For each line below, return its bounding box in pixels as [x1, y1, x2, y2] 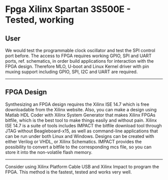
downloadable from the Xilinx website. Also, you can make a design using [5, 106, 157, 112]
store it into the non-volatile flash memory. [5, 149, 92, 155]
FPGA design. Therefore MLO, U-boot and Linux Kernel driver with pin [5, 64, 149, 69]
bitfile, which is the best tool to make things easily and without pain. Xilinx [5, 117, 157, 123]
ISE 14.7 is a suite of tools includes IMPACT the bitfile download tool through [5, 122, 162, 128]
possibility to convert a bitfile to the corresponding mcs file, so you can [5, 144, 151, 150]
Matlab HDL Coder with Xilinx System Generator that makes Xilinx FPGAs [5, 112, 156, 118]
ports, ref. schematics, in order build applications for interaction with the [5, 58, 154, 64]
